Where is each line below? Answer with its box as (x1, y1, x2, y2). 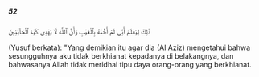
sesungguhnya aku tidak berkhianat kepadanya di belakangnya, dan (8, 51, 234, 60)
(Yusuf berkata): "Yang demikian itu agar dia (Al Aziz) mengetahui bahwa (8, 43, 251, 52)
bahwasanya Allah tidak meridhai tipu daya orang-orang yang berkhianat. (8, 59, 252, 69)
